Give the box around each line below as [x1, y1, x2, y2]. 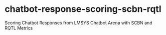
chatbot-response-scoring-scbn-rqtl [4, 3, 162, 15]
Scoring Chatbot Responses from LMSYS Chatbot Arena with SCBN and [4, 20, 153, 26]
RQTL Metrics [4, 25, 33, 31]
